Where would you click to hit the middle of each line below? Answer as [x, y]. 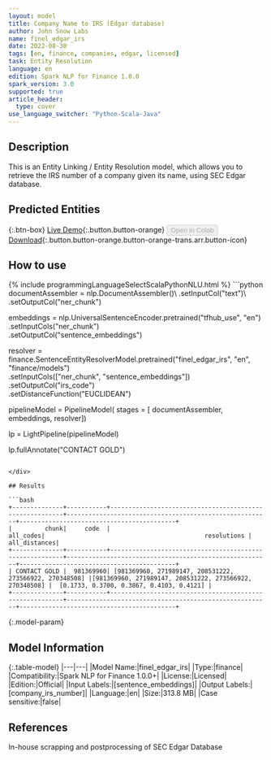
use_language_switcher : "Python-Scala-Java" [85, 115]
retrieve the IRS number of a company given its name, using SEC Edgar [127, 175]
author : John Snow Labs [49, 31]
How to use [37, 265]
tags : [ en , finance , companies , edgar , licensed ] [94, 54]
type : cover [36, 106]
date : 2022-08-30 [38, 46]
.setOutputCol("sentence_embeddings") [75, 335]
